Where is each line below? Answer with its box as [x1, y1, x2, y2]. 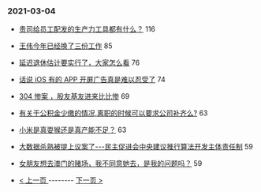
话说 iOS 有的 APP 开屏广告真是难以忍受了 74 [18, 75, 166, 85]
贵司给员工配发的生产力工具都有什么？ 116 [18, 24, 155, 34]
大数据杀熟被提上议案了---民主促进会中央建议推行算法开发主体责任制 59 [18, 142, 254, 152]
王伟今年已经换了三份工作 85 [18, 41, 113, 51]
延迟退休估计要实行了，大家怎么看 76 [18, 58, 140, 68]
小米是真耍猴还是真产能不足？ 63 [18, 125, 127, 135]
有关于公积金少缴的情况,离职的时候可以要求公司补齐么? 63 [18, 108, 208, 118]
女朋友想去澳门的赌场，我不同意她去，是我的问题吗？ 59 [18, 159, 203, 168]
